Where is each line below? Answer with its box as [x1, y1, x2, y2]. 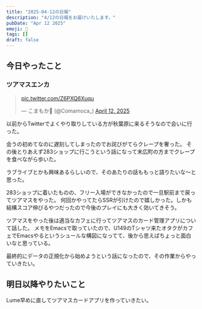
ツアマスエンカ [6, 80, 50, 89]
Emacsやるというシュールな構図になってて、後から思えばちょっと [16, 232, 181, 239]
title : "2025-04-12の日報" [6, 8, 71, 15]
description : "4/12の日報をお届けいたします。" [6, 15, 116, 21]
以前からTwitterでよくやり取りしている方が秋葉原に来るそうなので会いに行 [6, 120, 193, 127]
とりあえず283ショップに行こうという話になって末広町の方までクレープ [16, 148, 195, 155]
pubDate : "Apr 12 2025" [6, 20, 66, 26]
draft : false [6, 37, 39, 43]
